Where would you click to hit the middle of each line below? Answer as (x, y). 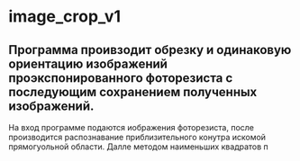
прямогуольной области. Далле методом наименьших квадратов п (139, 147)
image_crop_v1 (65, 17)
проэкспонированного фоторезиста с (121, 78)
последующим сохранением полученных (133, 92)
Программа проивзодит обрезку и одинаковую (150, 50)
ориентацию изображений (88, 63)
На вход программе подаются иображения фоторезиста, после (131, 127)
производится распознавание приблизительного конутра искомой (137, 137)
